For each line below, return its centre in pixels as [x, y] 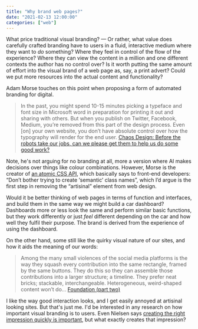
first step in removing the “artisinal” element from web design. [82, 186]
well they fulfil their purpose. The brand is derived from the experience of [95, 223]
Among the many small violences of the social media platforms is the [104, 258]
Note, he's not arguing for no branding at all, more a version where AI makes [99, 161]
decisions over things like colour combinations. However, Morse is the [91, 167]
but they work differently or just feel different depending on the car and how [98, 216]
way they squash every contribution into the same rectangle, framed [103, 264]
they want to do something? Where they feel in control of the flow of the [93, 52]
